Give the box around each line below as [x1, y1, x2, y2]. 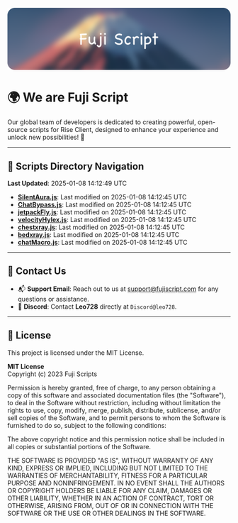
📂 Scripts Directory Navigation [7, 160, 144, 172]
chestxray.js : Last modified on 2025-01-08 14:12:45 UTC [17, 223, 186, 231]
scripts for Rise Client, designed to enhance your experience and [29, 126, 219, 134]
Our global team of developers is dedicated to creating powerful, [7, 118, 196, 126]
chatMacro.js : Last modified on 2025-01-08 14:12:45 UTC [17, 238, 188, 247]
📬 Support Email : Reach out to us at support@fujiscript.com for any [17, 285, 219, 293]
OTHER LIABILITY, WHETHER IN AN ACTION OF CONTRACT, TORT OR [7, 494, 214, 502]
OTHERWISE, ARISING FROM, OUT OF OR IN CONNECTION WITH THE [7, 501, 214, 510]
